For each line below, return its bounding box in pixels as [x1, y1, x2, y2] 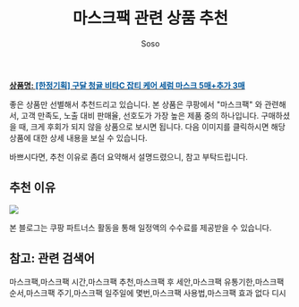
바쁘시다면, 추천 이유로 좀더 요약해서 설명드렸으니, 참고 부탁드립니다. [9, 151, 249, 162]
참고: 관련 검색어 [9, 251, 96, 266]
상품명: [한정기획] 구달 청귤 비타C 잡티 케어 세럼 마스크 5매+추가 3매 [9, 79, 245, 90]
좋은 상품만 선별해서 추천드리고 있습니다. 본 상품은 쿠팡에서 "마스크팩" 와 [9, 99, 262, 110]
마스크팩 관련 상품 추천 [73, 8, 228, 29]
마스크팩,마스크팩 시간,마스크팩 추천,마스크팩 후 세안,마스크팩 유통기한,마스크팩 [9, 276, 285, 286]
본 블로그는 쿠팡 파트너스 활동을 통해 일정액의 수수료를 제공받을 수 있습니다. [9, 222, 272, 233]
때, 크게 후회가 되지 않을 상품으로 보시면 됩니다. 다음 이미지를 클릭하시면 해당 [18, 121, 286, 132]
